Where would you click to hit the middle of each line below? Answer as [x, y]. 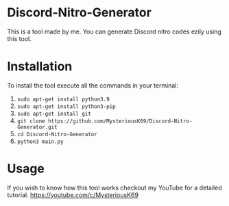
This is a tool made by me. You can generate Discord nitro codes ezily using [114, 31]
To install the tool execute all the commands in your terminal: [93, 85]
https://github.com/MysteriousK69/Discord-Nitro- [120, 121]
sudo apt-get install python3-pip [66, 106]
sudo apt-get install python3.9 [63, 99]
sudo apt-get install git [54, 114]
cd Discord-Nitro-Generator [57, 134]
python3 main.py [40, 142]
